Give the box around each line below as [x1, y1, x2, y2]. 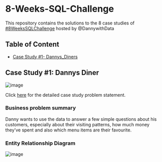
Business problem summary [5, 104, 76, 112]
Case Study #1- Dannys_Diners [12, 53, 78, 60]
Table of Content [5, 40, 59, 49]
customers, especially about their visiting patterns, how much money [5, 121, 150, 127]
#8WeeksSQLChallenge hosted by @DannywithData [5, 25, 114, 31]
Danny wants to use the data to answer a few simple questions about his [5, 116, 157, 122]
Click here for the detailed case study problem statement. [5, 92, 126, 98]
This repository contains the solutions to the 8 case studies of [5, 20, 135, 26]
